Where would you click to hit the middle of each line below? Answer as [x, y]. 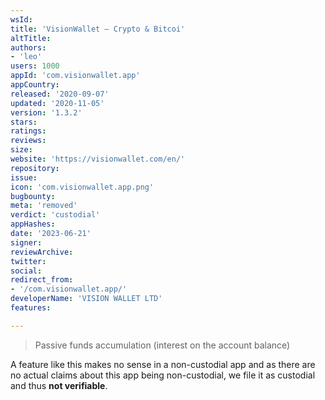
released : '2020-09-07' [60, 94]
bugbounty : [33, 196]
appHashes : [33, 224]
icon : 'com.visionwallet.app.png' [82, 187]
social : [26, 271]
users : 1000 [35, 66]
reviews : [28, 141]
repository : [35, 168]
